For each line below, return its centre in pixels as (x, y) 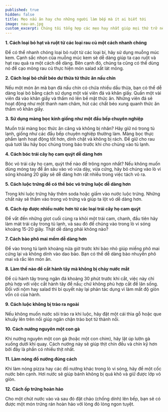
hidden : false (20, 15)
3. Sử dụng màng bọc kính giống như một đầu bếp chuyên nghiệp (74, 119)
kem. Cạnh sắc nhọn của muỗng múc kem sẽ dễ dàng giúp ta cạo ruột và (80, 58)
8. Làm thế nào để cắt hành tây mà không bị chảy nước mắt (67, 269)
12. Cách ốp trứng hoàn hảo (34, 389)
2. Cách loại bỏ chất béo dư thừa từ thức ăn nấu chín (60, 78)
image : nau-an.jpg (24, 24)
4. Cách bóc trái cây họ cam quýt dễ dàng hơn (54, 154)
